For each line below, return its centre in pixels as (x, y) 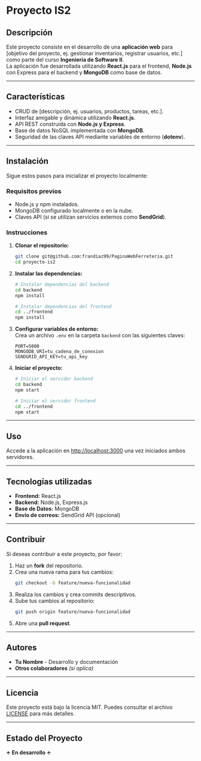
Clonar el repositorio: (42, 246)
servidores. (20, 457)
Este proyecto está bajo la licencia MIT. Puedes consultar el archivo (89, 707)
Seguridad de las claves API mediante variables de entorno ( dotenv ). (100, 137)
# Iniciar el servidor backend (54, 379)
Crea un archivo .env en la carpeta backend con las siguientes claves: (100, 336)
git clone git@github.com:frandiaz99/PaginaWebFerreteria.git (94, 256)
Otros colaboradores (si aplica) (54, 668)
